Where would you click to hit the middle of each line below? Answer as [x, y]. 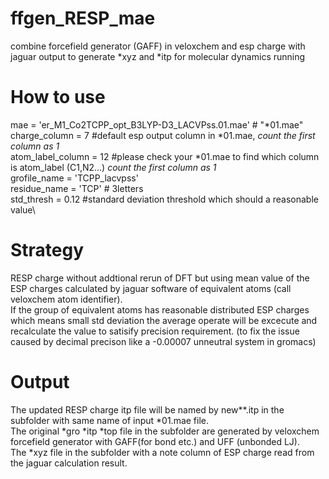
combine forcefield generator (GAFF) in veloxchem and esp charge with [158, 46]
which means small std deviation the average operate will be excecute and [164, 320]
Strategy [47, 250]
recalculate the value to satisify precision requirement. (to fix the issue [155, 331]
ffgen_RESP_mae [83, 18]
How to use [58, 97]
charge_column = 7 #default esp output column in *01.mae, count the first [163, 135]
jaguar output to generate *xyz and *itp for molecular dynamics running [158, 56]
